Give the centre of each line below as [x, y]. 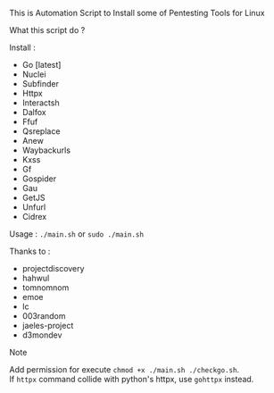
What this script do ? [47, 30]
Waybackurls [46, 150]
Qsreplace [41, 131]
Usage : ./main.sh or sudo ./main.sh [77, 234]
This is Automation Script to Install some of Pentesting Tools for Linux [137, 13]
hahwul [36, 278]
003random [44, 316]
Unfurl [34, 207]
